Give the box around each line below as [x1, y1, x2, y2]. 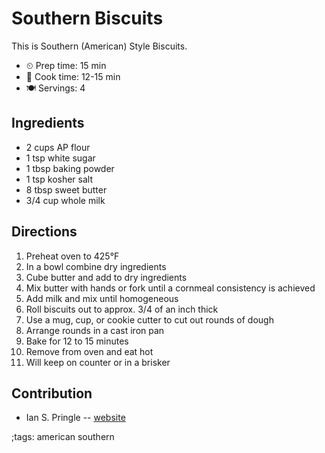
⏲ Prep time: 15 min [25, 59, 107, 71]
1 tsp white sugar [25, 152, 96, 164]
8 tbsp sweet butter [25, 183, 108, 196]
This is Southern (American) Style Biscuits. [11, 40, 188, 52]
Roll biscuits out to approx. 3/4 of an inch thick [25, 303, 219, 315]
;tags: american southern [11, 431, 115, 443]
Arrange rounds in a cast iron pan [25, 324, 165, 336]
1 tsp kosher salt [25, 173, 93, 185]
